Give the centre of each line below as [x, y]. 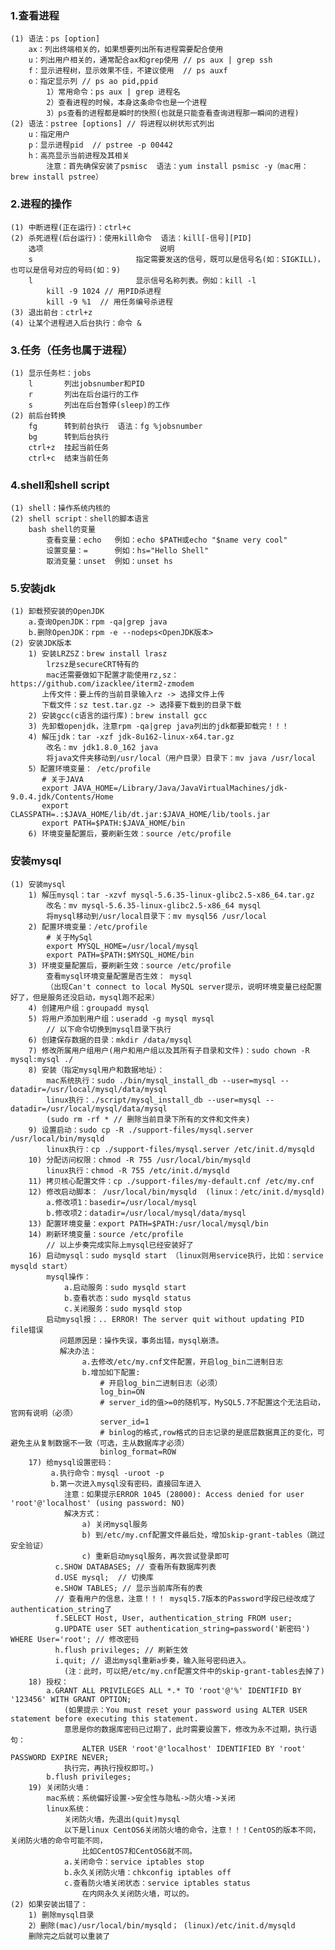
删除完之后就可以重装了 [69, 1936]
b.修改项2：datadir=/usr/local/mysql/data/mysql [146, 1213]
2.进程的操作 [41, 204]
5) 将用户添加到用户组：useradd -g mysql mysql [121, 1018]
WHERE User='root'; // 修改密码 [75, 1639]
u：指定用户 [49, 135]
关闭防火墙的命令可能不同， [59, 1840]
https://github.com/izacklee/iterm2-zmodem [102, 684]
